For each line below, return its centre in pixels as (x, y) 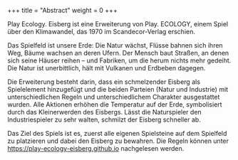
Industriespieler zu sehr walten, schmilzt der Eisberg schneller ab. (104, 119)
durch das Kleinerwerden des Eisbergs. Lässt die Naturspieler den (104, 112)
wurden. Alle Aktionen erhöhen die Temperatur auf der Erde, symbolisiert (115, 105)
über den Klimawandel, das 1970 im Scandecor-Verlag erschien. (102, 32)
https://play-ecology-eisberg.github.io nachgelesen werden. (96, 148)
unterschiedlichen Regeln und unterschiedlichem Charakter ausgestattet (114, 97)
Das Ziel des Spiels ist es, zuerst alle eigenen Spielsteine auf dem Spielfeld (117, 133)
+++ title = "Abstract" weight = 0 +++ (62, 10)
